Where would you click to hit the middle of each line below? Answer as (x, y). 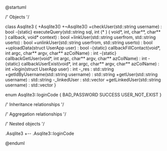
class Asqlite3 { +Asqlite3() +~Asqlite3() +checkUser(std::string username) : (83, 26)
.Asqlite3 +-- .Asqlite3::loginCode (40, 133)
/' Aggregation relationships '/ (36, 114)
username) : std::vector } (31, 85)
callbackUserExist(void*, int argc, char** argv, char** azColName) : (90, 64)
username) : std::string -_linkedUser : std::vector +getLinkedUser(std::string (83, 80)
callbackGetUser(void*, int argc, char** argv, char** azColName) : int (76, 58)
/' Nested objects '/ (25, 124)
